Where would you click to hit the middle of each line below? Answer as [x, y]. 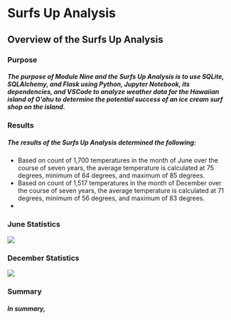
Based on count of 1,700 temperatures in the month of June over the [118, 160]
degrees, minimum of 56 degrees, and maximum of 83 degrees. [111, 198]
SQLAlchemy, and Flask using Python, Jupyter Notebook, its [99, 84]
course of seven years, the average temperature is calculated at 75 [116, 168]
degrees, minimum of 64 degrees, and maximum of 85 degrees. [111, 175]
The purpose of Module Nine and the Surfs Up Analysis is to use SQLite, [116, 77]
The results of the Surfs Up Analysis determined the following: [102, 143]
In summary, [27, 309]
